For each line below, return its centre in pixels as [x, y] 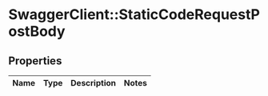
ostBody [37, 31]
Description [93, 83]
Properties [35, 61]
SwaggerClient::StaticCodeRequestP [134, 15]
